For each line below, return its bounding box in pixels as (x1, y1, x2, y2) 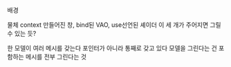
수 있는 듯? (7, 30, 37, 37)
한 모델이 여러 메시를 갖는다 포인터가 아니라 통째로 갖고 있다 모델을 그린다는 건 (7, 44, 218, 52)
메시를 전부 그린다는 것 (25, 52, 87, 61)
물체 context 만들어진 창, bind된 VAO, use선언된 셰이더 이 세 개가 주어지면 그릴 (7, 21, 221, 29)
